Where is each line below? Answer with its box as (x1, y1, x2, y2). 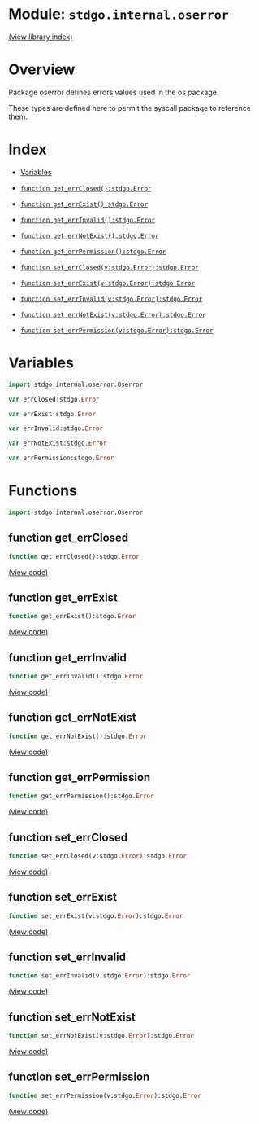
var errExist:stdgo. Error (8, 410, 96, 418)
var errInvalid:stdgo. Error (8, 424, 104, 432)
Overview (8, 60, 76, 79)
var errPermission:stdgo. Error (8, 454, 114, 463)
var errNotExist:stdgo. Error (8, 439, 107, 448)
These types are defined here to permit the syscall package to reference (8, 103, 252, 112)
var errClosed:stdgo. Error (8, 395, 100, 403)
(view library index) (8, 32, 73, 42)
